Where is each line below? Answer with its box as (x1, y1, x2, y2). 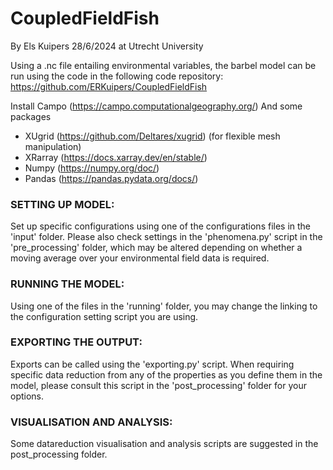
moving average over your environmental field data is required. (10, 252, 270, 264)
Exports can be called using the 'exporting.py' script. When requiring (10, 358, 295, 370)
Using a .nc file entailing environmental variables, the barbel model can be (10, 59, 317, 71)
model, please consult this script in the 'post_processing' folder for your (10, 379, 307, 391)
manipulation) (24, 140, 82, 152)
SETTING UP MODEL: (10, 197, 115, 211)
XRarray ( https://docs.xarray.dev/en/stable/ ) (24, 151, 208, 163)
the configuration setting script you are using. (10, 310, 199, 322)
